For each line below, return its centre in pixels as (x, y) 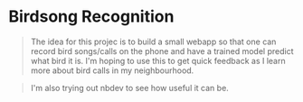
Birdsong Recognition (91, 17)
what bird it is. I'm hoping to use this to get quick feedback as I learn (158, 60)
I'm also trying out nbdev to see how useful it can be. (130, 88)
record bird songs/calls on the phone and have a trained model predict (162, 51)
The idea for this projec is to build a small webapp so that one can (153, 42)
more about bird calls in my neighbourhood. (112, 70)
